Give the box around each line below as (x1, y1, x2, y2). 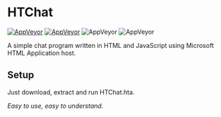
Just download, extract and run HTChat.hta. (7, 87, 136, 96)
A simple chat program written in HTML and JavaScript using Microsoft (7, 41, 214, 49)
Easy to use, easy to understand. (7, 101, 104, 110)
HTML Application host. (7, 49, 76, 57)
